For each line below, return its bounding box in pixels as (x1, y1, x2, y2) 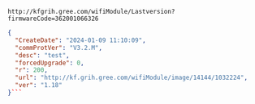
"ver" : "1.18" (15, 81, 63, 89)
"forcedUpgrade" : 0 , (15, 59, 84, 67)
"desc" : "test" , (15, 51, 70, 60)
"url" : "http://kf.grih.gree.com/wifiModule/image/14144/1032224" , (15, 73, 249, 82)
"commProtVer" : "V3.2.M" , (15, 44, 103, 52)
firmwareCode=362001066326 (7, 15, 99, 23)
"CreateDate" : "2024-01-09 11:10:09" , (15, 36, 147, 44)
